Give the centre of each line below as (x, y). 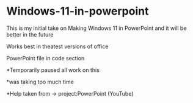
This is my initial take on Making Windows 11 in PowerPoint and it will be (96, 28)
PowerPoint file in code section (46, 58)
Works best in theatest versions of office (57, 46)
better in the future (30, 34)
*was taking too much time (40, 82)
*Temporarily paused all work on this (53, 70)
